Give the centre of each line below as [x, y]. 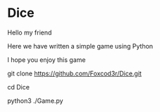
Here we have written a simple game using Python [80, 46]
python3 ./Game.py [35, 101]
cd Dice [19, 87]
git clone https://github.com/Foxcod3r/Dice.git [75, 73]
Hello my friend [30, 32]
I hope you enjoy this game [47, 60]
